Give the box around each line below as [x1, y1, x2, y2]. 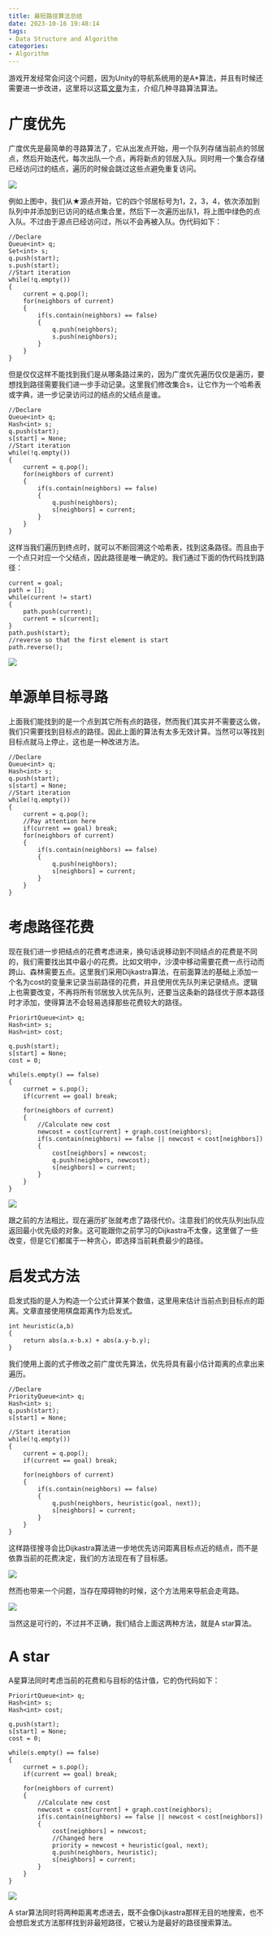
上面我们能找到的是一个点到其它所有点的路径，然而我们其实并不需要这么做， [8, 716, 265, 726]
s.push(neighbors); [51, 332, 118, 340]
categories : [8, 42, 49, 50]
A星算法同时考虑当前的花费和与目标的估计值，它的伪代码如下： [8, 1675, 220, 1685]
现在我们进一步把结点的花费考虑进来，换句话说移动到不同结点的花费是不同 [8, 946, 258, 956]
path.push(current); [23, 608, 93, 616]
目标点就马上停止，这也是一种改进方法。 [8, 736, 144, 746]
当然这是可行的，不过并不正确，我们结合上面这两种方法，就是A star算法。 [8, 1618, 256, 1628]
